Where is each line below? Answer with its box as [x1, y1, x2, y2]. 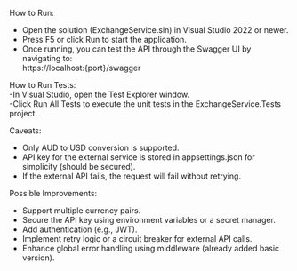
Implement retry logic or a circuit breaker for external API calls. [21, 234, 253, 243]
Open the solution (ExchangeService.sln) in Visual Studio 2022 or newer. [21, 25, 289, 35]
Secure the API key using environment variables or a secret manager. [21, 215, 276, 225]
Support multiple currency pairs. [21, 205, 141, 216]
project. [9, 108, 38, 118]
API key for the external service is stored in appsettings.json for [21, 152, 255, 163]
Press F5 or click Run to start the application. [21, 35, 187, 44]
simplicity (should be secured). [21, 162, 136, 171]
